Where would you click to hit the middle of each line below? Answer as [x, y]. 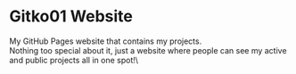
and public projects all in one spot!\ [74, 60]
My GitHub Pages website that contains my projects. [106, 41]
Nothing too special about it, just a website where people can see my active [148, 50]
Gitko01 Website [71, 16]
